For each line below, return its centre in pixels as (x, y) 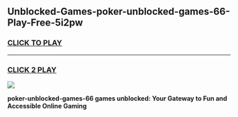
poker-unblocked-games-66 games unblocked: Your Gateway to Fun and (118, 98)
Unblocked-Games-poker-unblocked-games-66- (119, 12)
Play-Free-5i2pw (45, 23)
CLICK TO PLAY (35, 43)
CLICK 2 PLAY (32, 69)
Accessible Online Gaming (47, 106)
